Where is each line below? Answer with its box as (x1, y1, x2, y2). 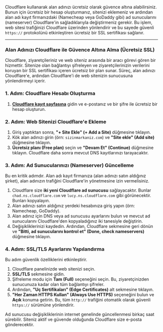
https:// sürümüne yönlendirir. (12, 302, 75, 308)
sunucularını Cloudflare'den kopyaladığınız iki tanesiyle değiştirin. (12, 218, 143, 224)
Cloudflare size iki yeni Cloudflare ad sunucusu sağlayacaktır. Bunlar (12, 187, 151, 193)
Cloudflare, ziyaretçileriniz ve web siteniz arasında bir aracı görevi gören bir (5, 58, 156, 63)
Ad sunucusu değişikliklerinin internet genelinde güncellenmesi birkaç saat (5, 312, 155, 317)
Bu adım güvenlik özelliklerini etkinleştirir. (5, 257, 87, 263)
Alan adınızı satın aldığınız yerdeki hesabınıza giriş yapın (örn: (12, 203, 135, 209)
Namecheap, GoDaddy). (12, 208, 61, 214)
